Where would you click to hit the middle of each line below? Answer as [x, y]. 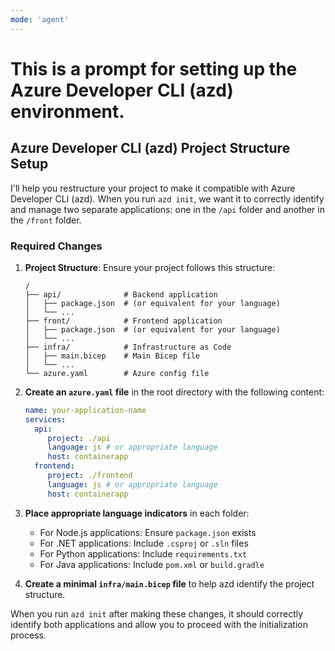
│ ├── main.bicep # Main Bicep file [112, 356]
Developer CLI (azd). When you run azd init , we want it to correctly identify [167, 198]
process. [28, 635]
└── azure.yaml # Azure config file [117, 373]
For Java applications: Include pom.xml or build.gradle [152, 564]
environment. [67, 111]
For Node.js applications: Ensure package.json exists [148, 532]
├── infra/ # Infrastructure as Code [128, 347]
